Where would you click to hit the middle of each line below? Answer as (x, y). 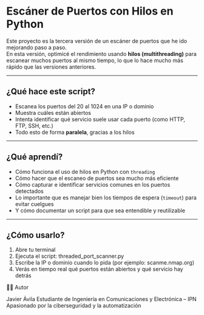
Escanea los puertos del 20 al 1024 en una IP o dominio (84, 106)
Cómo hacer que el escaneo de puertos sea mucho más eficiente (97, 178)
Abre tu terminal (35, 250)
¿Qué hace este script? (51, 92)
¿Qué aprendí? (35, 157)
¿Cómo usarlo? (36, 235)
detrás (23, 275)
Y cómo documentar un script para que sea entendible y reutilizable (100, 210)
